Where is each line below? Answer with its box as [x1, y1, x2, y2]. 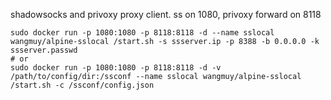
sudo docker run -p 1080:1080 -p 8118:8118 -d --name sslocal [10, 28, 275, 38]
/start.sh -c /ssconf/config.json [10, 80, 155, 90]
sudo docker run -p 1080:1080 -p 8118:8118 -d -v [10, 63, 222, 73]
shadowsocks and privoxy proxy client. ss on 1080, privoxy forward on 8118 [10, 9, 322, 20]
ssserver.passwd [10, 45, 78, 55]
